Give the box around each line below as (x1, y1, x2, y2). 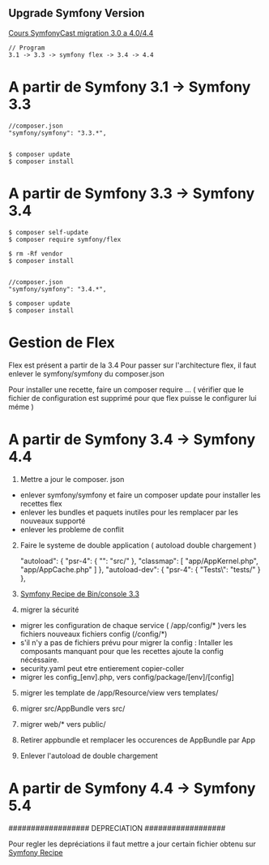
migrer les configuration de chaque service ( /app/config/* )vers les (19, 620, 247, 630)
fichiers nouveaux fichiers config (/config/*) (19, 629, 168, 639)
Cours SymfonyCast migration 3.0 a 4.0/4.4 (8, 28, 154, 37)
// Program (8, 44, 45, 52)
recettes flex (19, 498, 62, 508)
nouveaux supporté (19, 515, 86, 526)
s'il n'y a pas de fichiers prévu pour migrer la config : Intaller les (19, 637, 233, 648)
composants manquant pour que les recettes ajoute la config (19, 646, 224, 656)
